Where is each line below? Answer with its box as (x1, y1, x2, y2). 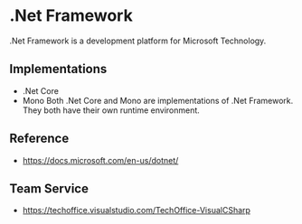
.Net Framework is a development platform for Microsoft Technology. (9, 35, 267, 46)
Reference (9, 131, 70, 146)
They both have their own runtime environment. (22, 105, 201, 116)
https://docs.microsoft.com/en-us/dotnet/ (22, 154, 179, 165)
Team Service (9, 181, 89, 196)
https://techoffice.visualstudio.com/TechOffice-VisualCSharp (22, 205, 251, 216)
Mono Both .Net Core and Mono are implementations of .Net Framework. (22, 95, 294, 106)
